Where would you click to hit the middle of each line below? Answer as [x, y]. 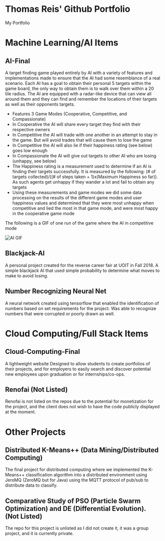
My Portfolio [17, 23]
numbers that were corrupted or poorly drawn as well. [60, 313]
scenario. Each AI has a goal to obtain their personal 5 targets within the [78, 83]
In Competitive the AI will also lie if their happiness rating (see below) [82, 145]
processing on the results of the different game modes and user [77, 197]
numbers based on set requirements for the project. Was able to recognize [81, 308]
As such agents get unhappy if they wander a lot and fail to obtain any [83, 182]
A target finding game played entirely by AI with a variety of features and [79, 73]
